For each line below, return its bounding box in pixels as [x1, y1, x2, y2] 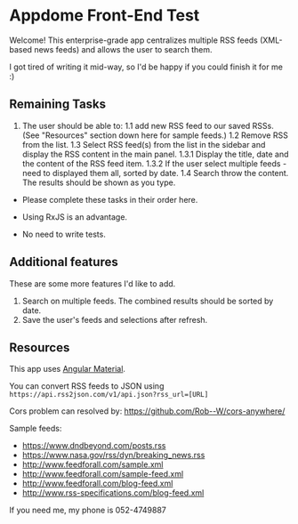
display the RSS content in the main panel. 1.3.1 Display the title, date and [21, 149, 289, 159]
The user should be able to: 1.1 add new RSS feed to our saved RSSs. [21, 120, 274, 131]
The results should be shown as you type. [21, 177, 176, 188]
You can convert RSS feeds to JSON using [9, 381, 165, 391]
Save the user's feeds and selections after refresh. [21, 314, 208, 325]
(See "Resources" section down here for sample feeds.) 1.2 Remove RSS [21, 130, 289, 141]
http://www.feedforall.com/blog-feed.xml [21, 478, 173, 489]
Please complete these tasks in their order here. [21, 194, 198, 205]
